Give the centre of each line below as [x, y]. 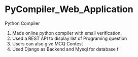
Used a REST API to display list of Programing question [70, 38]
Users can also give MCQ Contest [47, 43]
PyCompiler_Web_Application [69, 9]
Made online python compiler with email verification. [67, 33]
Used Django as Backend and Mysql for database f [65, 49]
